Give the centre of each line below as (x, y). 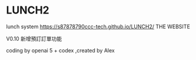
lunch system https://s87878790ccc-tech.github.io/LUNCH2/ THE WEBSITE (98, 26)
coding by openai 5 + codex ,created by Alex (60, 50)
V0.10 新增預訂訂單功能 (34, 38)
